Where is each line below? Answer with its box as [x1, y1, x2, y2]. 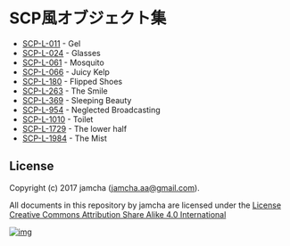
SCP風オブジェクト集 [9, 8, 167, 29]
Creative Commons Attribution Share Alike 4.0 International [9, 209, 227, 219]
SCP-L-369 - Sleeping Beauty [21, 94, 132, 105]
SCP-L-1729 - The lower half [21, 123, 128, 134]
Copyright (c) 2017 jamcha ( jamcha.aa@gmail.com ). [9, 182, 201, 193]
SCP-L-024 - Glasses [21, 47, 101, 58]
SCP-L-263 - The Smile [21, 86, 109, 96]
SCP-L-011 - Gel [21, 37, 81, 49]
